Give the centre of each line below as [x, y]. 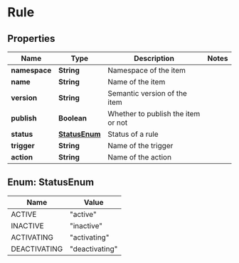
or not [118, 123]
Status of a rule [133, 134]
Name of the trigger [140, 146]
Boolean [73, 118]
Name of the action [140, 157]
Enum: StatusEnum [51, 183]
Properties [31, 39]
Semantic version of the [147, 93]
